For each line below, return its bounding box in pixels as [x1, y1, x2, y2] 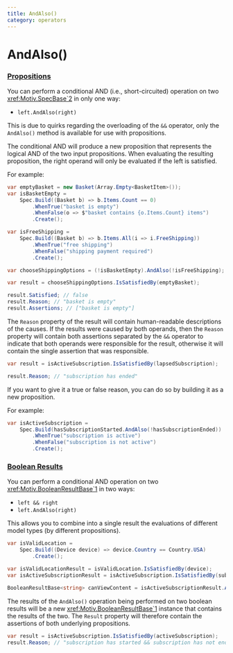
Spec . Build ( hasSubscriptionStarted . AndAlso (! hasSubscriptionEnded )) [19, 426, 222, 433]
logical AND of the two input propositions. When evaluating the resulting [7, 149, 214, 158]
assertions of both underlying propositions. [7, 619, 130, 627]
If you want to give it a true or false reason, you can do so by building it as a [7, 385, 224, 393]
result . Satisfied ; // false [7, 292, 89, 299]
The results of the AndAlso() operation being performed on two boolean [7, 597, 213, 605]
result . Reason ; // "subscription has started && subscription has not [7, 639, 216, 646]
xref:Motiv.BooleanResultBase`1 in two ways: [7, 485, 135, 493]
